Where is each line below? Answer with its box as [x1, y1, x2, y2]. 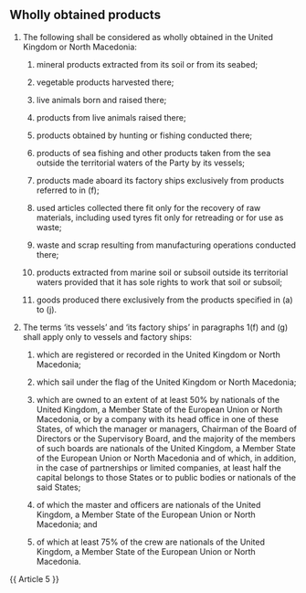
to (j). [36, 303, 58, 314]
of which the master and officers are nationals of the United [36, 499, 261, 510]
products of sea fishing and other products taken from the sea [36, 147, 271, 158]
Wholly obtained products [9, 7, 162, 23]
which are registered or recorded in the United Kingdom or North [36, 349, 280, 360]
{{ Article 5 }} [9, 573, 59, 584]
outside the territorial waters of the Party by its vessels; [36, 157, 245, 168]
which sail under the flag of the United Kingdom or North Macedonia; [36, 376, 297, 387]
